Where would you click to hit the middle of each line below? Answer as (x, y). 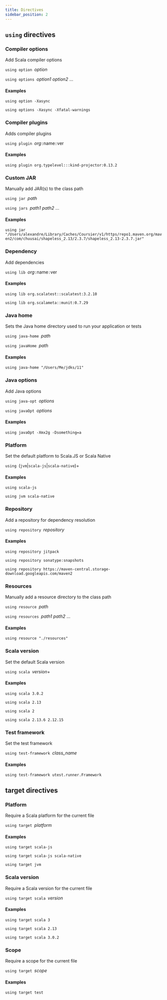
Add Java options (23, 391)
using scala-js (21, 488)
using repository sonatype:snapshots (44, 560)
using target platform (28, 825)
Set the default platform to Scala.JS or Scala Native (58, 456)
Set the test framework (29, 743)
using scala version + (28, 671)
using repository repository (35, 530)
